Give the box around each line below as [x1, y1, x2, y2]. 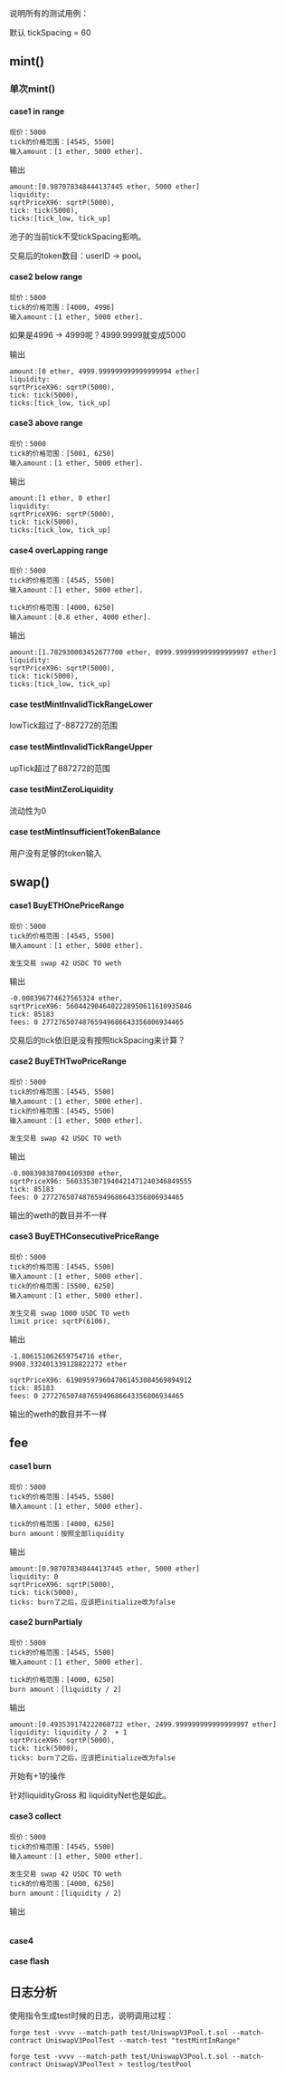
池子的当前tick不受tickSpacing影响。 [9, 230, 147, 242]
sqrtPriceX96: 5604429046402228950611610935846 [9, 1001, 193, 1010]
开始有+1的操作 [9, 1770, 66, 1781]
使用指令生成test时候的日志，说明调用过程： [9, 2010, 175, 2021]
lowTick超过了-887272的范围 [9, 720, 119, 731]
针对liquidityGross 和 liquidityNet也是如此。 [9, 1789, 172, 1801]
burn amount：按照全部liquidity [9, 1529, 125, 1538]
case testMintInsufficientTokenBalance [9, 826, 161, 837]
